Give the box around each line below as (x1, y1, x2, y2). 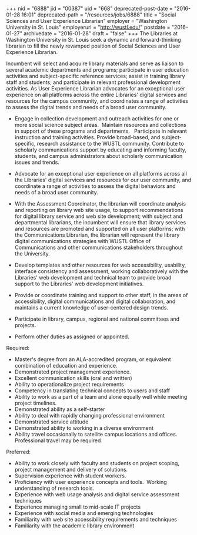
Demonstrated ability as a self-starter (14, 406, 105, 413)
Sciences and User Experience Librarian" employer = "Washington (6, 18, 168, 24)
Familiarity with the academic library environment (14, 522, 135, 529)
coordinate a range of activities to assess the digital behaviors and (14, 183, 176, 190)
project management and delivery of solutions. (14, 466, 128, 473)
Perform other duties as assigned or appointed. (14, 333, 129, 340)
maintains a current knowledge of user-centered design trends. (14, 304, 169, 311)
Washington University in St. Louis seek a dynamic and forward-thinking (6, 36, 181, 43)
